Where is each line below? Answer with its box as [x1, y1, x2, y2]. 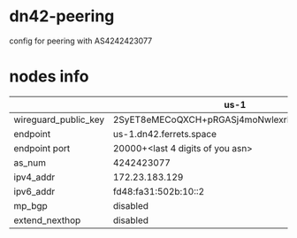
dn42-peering [9, 6, 115, 27]
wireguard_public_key [13, 113, 104, 126]
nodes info [9, 66, 89, 87]
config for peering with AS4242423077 [9, 35, 153, 46]
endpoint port [13, 142, 71, 154]
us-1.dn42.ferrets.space [112, 127, 217, 140]
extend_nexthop [13, 214, 81, 226]
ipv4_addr [13, 171, 56, 183]
